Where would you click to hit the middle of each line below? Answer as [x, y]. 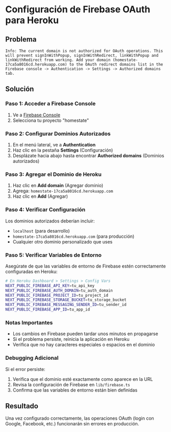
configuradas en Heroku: [31, 271]
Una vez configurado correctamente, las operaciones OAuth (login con [80, 418]
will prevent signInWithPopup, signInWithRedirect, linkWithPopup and [82, 55]
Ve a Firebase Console [36, 115]
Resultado [22, 406]
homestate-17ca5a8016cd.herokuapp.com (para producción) [74, 236]
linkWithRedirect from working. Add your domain [58, 60]
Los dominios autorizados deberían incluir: [50, 221]
